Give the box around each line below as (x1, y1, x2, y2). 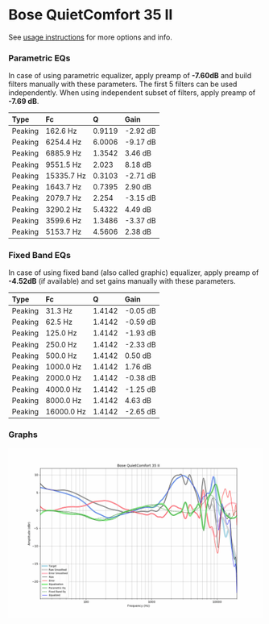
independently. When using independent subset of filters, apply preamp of (8, 88, 256, 98)
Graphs (8, 429, 38, 440)
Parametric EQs (8, 52, 71, 64)
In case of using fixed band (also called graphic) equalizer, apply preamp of (8, 268, 259, 277)
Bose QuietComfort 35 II (8, 6, 173, 24)
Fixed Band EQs (8, 249, 71, 260)
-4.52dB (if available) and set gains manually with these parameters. (8, 277, 236, 286)
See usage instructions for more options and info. (8, 32, 173, 42)
